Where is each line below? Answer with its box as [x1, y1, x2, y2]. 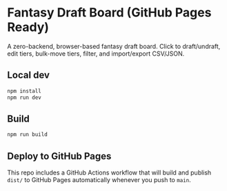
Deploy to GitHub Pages [7, 150, 112, 162]
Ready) [7, 19, 50, 35]
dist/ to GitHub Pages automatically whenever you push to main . [7, 176, 191, 183]
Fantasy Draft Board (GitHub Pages [7, 5, 212, 21]
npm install [7, 87, 41, 94]
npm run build [7, 131, 48, 138]
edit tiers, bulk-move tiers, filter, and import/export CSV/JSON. [7, 49, 185, 58]
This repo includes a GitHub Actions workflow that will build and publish [7, 168, 212, 177]
